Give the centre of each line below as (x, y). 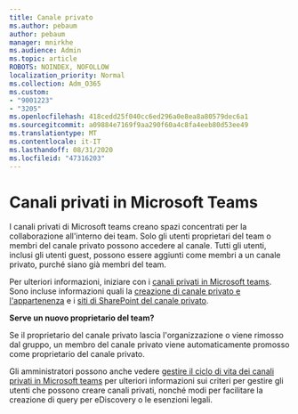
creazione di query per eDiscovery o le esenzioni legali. (111, 400)
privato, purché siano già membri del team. (88, 264)
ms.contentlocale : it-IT (55, 142)
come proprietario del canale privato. (77, 354)
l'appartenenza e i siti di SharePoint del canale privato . (109, 301)
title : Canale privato (51, 17)
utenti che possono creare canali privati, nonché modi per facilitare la (137, 390)
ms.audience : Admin (45, 51)
